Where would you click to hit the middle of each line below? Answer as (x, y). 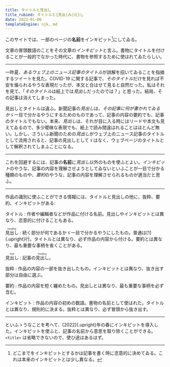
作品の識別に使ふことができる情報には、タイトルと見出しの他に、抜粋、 (80, 197)
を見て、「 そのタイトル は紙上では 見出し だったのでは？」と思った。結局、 (82, 91)
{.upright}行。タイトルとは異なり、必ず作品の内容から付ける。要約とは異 (82, 239)
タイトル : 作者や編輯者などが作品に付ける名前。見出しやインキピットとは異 (85, 213)
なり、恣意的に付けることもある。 (41, 220)
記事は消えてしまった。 (34, 98)
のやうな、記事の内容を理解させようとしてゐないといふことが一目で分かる (87, 168)
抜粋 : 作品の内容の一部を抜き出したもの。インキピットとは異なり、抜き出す (85, 268)
